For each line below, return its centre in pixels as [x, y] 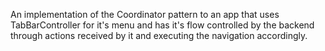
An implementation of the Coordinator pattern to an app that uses [145, 14]
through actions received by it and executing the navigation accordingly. [159, 35]
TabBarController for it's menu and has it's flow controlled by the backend [162, 25]
